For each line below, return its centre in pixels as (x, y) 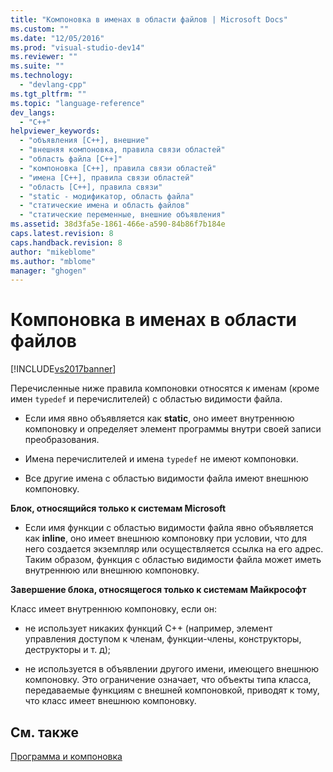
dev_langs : (33, 112)
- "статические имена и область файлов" (104, 206)
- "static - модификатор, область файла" (107, 196)
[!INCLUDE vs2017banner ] (63, 369)
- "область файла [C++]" (71, 159)
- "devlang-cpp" (53, 85)
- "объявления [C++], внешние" (84, 141)
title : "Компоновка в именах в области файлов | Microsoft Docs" (149, 19)
